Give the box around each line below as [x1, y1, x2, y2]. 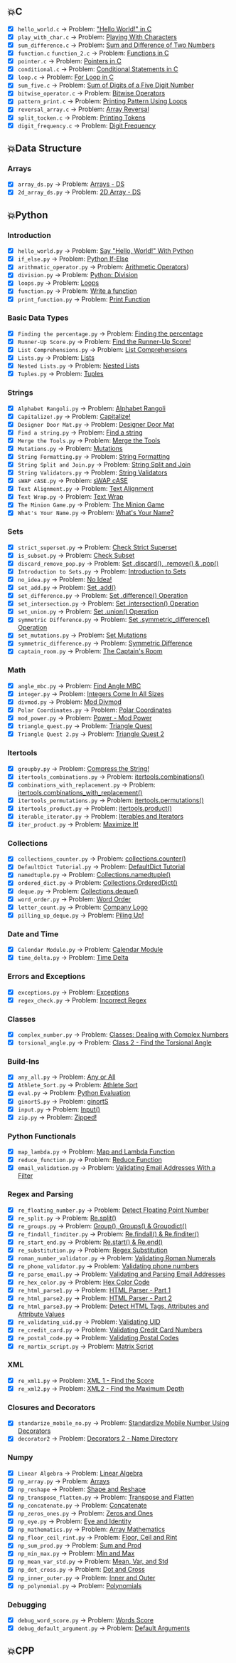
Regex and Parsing [7, 1189, 73, 1199]
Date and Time [7, 929, 59, 939]
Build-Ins [7, 1056, 40, 1066]
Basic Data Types [7, 313, 69, 323]
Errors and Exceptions [7, 972, 86, 982]
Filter [17, 1171, 33, 1180]
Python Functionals [7, 1131, 76, 1141]
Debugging [7, 1600, 47, 1610]
